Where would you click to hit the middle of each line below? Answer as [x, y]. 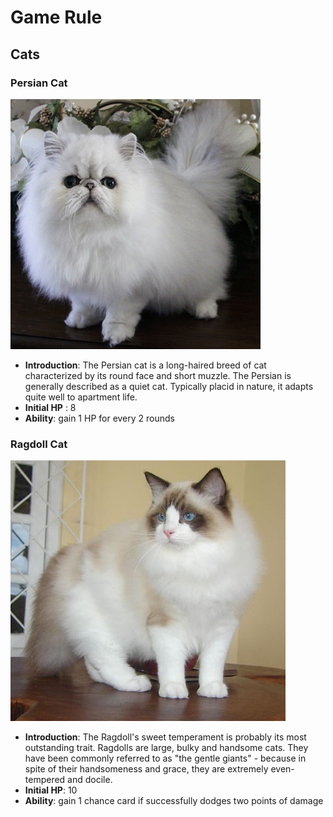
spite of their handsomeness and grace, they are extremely [146, 769]
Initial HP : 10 [51, 790]
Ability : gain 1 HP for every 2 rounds [99, 418]
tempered [45, 780]
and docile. [90, 780]
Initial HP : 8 [50, 407]
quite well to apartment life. [81, 397]
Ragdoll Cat [39, 444]
